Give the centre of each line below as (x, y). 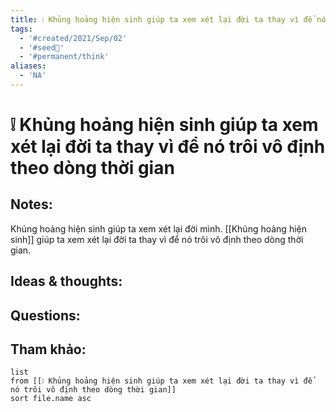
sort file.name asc (51, 399)
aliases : (28, 66)
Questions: (45, 315)
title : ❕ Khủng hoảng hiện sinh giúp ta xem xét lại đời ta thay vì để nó (168, 19)
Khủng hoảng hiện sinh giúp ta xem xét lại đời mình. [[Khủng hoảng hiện (158, 228)
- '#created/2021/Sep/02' (73, 38)
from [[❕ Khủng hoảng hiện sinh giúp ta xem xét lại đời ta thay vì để (161, 381)
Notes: (31, 204)
